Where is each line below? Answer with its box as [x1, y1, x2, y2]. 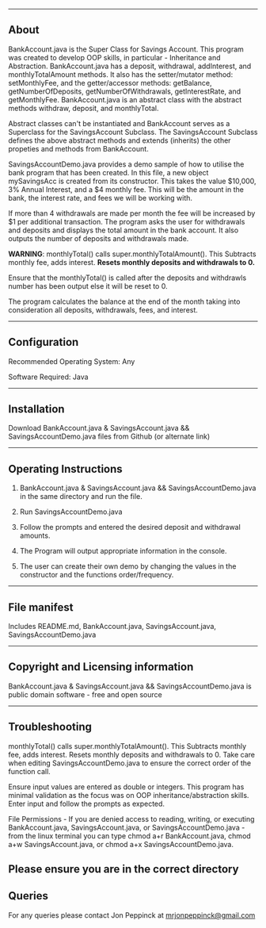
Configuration [8, 336, 79, 349]
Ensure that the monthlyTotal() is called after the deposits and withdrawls [8, 273, 247, 282]
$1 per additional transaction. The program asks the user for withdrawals [8, 217, 245, 226]
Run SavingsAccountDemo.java [19, 507, 123, 516]
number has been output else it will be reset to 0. [8, 281, 168, 290]
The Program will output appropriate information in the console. [19, 546, 227, 556]
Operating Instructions [8, 462, 123, 476]
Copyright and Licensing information [8, 660, 194, 674]
